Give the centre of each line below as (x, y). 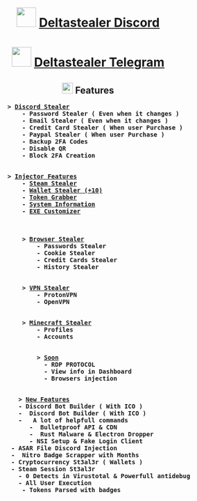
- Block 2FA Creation (59, 156)
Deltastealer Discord (99, 23)
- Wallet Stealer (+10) (62, 191)
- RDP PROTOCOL (70, 365)
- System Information (59, 205)
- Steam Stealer (50, 184)
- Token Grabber (50, 198)
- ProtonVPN (57, 295)
